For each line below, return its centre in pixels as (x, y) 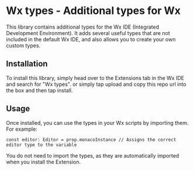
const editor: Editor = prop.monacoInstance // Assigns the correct (91, 139)
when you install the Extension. (44, 162)
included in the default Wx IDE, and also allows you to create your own (91, 39)
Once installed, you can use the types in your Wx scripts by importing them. (97, 123)
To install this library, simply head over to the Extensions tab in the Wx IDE (95, 78)
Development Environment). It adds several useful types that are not (88, 33)
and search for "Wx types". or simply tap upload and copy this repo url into (96, 84)
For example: (22, 129)
